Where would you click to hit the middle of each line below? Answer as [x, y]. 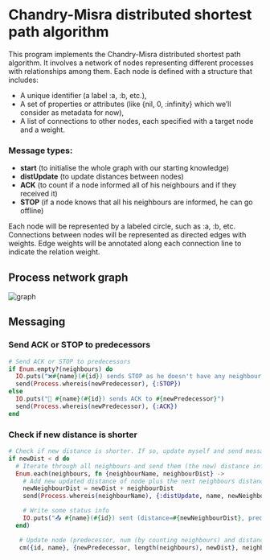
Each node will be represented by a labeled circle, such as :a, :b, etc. [122, 226]
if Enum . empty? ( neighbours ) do [61, 369]
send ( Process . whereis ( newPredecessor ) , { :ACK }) [97, 406]
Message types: [41, 150]
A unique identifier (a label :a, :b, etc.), [83, 95]
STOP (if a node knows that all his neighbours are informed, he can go [136, 202]
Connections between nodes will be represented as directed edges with [127, 235]
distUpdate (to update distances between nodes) [102, 177]
